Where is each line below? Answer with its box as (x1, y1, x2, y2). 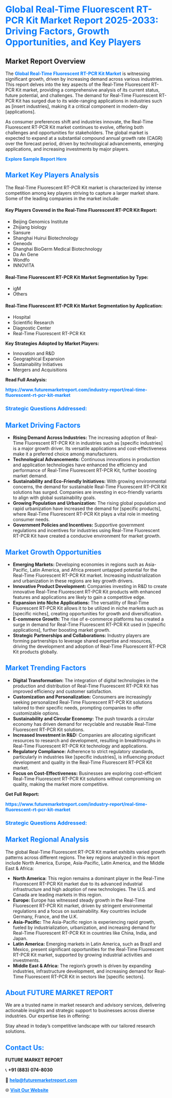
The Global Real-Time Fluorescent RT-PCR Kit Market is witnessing (5, 70, 150, 77)
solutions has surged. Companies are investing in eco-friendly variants (12, 489, 163, 496)
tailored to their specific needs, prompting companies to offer (12, 704, 143, 710)
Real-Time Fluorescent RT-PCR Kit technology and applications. (12, 743, 148, 749)
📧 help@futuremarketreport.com (5, 1077, 78, 1083)
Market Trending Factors (5, 664, 86, 672)
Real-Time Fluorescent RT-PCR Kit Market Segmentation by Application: (5, 302, 163, 309)
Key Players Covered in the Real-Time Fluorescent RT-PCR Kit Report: (5, 207, 158, 213)
